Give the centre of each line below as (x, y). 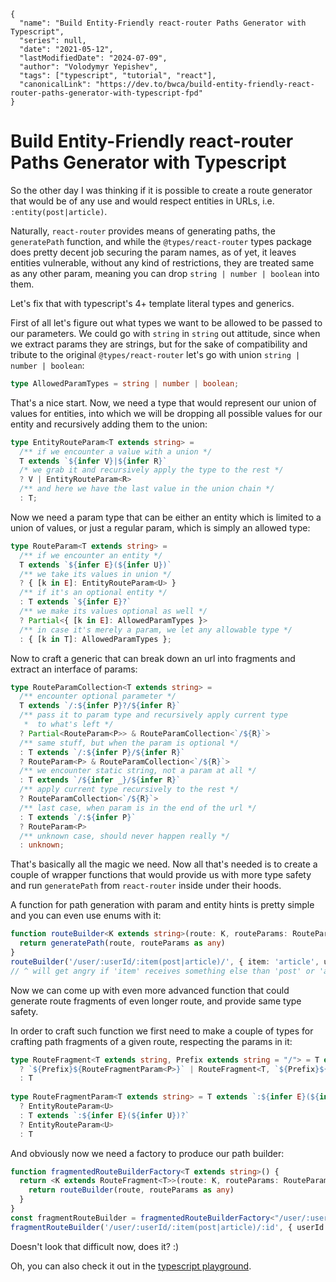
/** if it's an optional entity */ (93, 593)
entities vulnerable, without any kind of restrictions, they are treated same (162, 262)
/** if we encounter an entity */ (91, 555)
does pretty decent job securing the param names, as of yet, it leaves (153, 252)
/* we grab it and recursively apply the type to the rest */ (151, 470)
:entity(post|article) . (59, 211)
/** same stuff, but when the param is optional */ (129, 743)
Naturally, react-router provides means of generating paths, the (143, 231)
